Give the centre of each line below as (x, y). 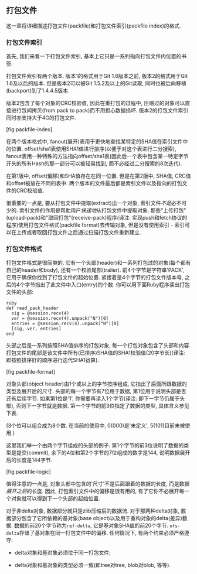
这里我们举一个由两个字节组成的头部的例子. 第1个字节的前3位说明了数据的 (95, 445)
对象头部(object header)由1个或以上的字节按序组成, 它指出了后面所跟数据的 (97, 384)
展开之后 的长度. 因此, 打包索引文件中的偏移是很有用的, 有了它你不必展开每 (95, 491)
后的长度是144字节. (29, 460)
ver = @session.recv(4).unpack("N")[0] (60, 319)
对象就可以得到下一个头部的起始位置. (56, 498)
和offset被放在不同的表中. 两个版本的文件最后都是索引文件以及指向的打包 (94, 183)
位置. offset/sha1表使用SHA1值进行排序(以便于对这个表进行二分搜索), (94, 149)
